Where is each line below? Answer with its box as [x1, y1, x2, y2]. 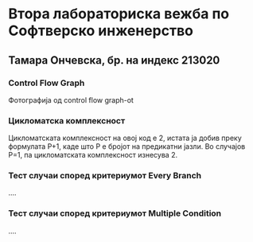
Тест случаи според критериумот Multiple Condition [8, 208, 222, 219]
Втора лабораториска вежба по [8, 5, 229, 23]
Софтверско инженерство [8, 21, 193, 40]
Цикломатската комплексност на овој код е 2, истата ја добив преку [8, 133, 243, 143]
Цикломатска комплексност [8, 115, 126, 126]
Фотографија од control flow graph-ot [8, 95, 134, 104]
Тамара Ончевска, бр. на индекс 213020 [8, 53, 220, 67]
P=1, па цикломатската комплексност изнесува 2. [8, 150, 177, 160]
